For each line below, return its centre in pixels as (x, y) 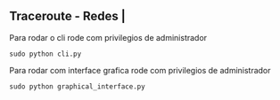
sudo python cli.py (45, 54)
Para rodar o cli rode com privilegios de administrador (108, 37)
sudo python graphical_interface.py (77, 86)
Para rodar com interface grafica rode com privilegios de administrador (140, 70)
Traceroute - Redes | (68, 16)
